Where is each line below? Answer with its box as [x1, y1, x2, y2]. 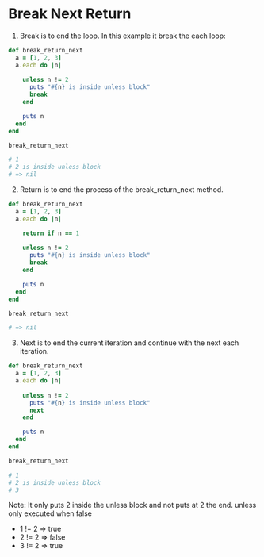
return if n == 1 [22, 229, 80, 237]
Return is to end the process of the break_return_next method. [19, 185, 224, 194]
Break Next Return [8, 5, 132, 23]
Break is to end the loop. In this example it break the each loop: [19, 31, 226, 40]
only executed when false [8, 509, 93, 518]
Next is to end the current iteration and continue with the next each [19, 338, 239, 348]
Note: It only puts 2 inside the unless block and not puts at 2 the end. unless [8, 501, 257, 510]
